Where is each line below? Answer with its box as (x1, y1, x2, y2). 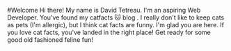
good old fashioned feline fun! (7, 36, 94, 44)
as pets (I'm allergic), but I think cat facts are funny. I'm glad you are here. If (7, 21, 225, 29)
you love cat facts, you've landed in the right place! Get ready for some (7, 28, 211, 36)
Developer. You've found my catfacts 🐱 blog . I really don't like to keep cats (7, 13, 225, 22)
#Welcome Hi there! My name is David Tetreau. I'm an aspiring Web (7, 6, 201, 14)
